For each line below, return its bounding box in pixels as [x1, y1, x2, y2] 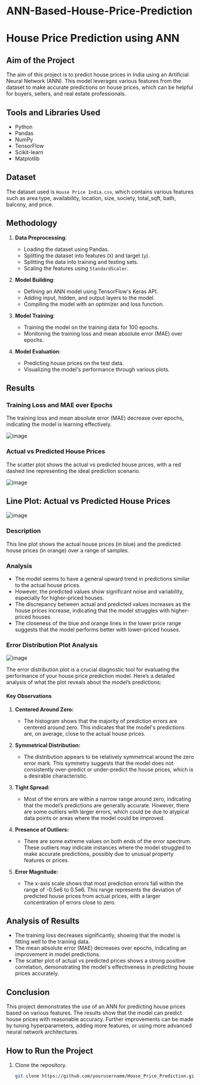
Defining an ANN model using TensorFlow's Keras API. [23, 288, 158, 295]
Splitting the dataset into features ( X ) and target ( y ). [23, 252, 150, 259]
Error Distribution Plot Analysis [6, 641, 99, 649]
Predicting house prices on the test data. [23, 359, 124, 367]
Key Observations [6, 692, 52, 699]
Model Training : [14, 312, 55, 319]
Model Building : [14, 276, 55, 283]
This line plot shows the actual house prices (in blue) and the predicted [6, 540, 181, 548]
